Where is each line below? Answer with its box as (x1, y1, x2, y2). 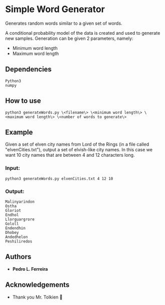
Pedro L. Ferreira (12, 266, 48, 272)
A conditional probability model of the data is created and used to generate (5, 30, 160, 36)
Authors (5, 253, 32, 261)
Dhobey (5, 230, 19, 235)
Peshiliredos (5, 238, 33, 244)
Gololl (5, 221, 19, 226)
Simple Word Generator (5, 4, 105, 15)
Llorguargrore (5, 217, 35, 222)
